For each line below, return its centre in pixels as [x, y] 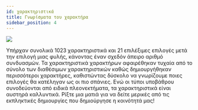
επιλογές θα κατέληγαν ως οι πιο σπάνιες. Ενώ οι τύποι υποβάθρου [90, 82]
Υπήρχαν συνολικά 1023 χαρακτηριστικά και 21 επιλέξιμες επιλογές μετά [97, 50]
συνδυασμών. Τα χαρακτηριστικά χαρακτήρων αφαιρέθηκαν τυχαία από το [99, 63]
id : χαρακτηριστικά [30, 12]
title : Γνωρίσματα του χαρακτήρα [47, 17]
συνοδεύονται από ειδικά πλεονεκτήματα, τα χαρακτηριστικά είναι [89, 88]
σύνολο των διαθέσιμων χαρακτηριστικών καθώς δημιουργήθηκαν [89, 69]
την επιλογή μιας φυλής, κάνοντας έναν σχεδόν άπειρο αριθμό [85, 57]
